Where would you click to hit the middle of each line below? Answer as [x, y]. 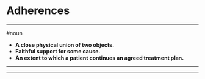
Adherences [38, 11]
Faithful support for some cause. [58, 51]
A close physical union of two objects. [65, 45]
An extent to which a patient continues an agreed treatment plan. [99, 58]
